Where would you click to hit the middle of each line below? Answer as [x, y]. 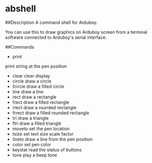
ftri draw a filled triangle [37, 123]
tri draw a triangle [30, 118]
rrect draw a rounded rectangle [44, 107]
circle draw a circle [32, 81]
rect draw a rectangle [34, 97]
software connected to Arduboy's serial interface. [56, 37]
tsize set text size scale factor [43, 134]
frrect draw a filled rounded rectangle [51, 113]
